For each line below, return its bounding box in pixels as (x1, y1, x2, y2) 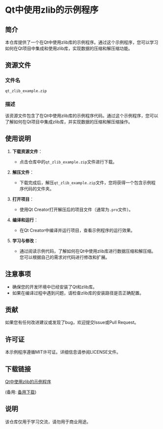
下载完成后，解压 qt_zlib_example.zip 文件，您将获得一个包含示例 (19, 180, 152, 185)
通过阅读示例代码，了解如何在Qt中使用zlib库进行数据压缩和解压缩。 (19, 248, 156, 254)
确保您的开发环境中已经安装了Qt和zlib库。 (12, 284, 97, 290)
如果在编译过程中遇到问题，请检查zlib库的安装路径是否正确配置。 (12, 290, 144, 296)
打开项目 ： (12, 196, 34, 202)
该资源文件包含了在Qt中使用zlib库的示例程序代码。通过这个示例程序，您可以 (5, 113, 159, 118)
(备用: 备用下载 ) (5, 389, 37, 395)
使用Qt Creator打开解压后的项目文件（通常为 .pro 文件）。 (19, 206, 133, 212)
